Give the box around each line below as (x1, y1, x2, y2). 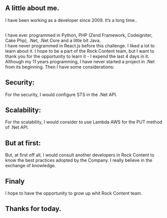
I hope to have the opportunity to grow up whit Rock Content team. (5, 190, 143, 196)
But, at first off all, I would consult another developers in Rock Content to (5, 152, 155, 158)
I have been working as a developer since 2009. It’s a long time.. (5, 17, 138, 23)
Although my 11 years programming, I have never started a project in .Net (5, 58, 155, 64)
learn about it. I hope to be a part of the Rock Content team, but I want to (5, 48, 155, 54)
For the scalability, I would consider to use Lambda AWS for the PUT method (5, 119, 163, 125)
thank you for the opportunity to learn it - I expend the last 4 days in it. (5, 53, 150, 59)
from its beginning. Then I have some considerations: (5, 64, 115, 70)
